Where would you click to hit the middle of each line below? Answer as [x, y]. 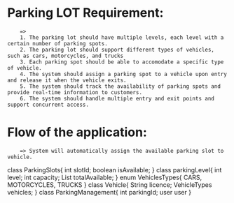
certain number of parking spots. [58, 43]
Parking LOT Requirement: [85, 13]
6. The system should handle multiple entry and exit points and [117, 98]
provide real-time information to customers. [75, 92]
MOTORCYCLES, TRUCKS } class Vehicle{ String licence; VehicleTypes [110, 185]
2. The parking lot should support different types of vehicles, [117, 50]
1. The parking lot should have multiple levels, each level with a [122, 37]
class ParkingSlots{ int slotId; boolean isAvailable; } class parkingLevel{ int [115, 170]
